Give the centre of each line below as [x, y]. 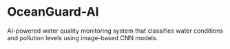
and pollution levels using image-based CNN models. [83, 37]
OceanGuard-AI [53, 12]
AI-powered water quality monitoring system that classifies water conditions [115, 31]
